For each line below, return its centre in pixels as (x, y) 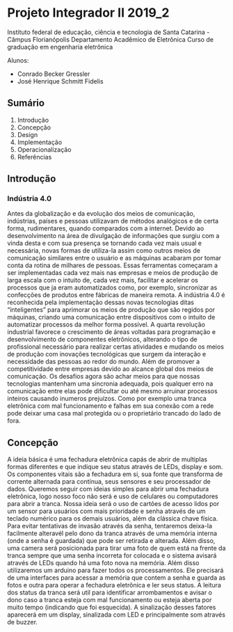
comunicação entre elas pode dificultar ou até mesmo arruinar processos (112, 391)
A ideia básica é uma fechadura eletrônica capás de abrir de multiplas (107, 459)
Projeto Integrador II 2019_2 (88, 13)
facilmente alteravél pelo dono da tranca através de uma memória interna (112, 533)
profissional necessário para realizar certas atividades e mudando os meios (116, 347)
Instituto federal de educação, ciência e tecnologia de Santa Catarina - (109, 32)
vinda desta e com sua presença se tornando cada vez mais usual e (105, 243)
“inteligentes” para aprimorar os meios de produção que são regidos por (111, 310)
